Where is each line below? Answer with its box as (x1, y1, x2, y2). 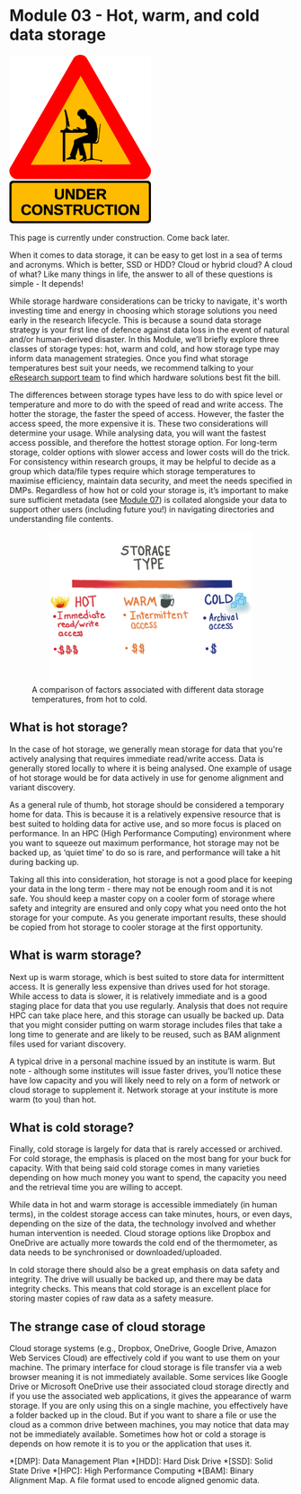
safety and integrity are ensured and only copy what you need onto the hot (9, 902, 287, 913)
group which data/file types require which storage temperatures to (9, 465, 256, 476)
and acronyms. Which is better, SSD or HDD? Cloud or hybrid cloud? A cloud (9, 259, 293, 270)
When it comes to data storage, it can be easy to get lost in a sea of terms (9, 249, 283, 261)
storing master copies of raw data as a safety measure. (9, 1293, 214, 1304)
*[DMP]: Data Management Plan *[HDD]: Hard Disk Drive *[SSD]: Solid (9, 1456, 274, 1467)
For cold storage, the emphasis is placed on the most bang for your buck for (9, 1154, 292, 1164)
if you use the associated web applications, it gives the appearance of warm (9, 1391, 292, 1401)
